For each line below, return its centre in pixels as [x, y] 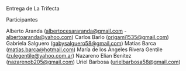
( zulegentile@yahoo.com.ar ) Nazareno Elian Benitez [69, 56]
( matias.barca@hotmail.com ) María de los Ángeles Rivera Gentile [84, 49]
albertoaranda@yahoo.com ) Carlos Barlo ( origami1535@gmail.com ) [88, 37]
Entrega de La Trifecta [33, 8]
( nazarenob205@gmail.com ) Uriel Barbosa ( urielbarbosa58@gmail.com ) [93, 62]
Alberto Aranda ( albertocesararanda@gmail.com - [66, 31]
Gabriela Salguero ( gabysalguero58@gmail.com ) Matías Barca [81, 43]
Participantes [22, 19]
